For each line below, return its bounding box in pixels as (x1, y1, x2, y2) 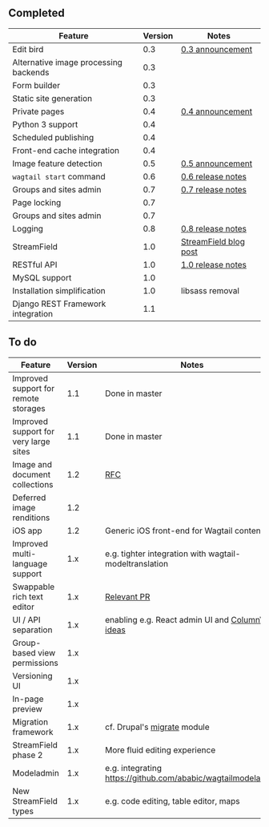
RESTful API (12, 259, 58, 270)
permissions (12, 657, 58, 668)
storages (12, 402, 46, 413)
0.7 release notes (181, 184, 247, 195)
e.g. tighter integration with (105, 548, 207, 559)
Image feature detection (12, 158, 102, 169)
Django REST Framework (12, 298, 106, 309)
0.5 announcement (181, 158, 253, 169)
